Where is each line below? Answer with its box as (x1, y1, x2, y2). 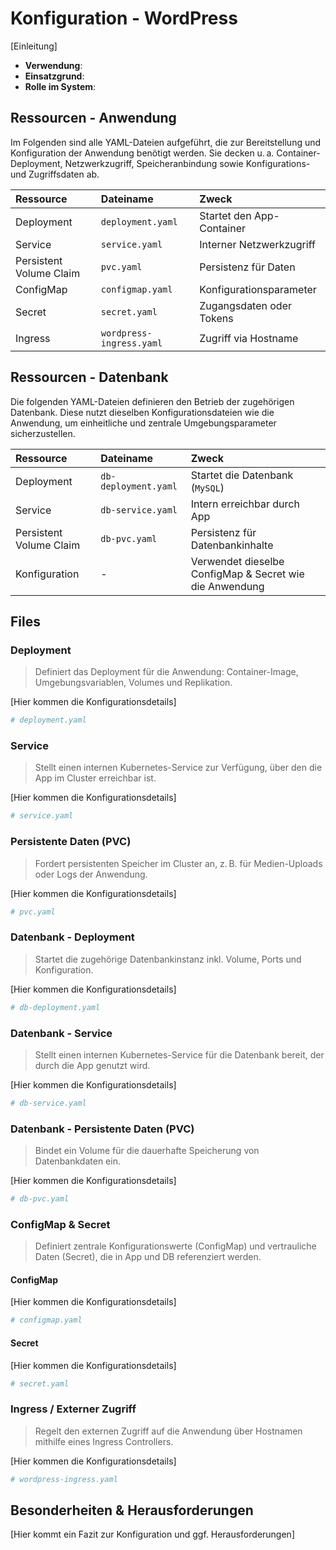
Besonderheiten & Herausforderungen (10, 1502, 254, 1519)
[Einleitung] (10, 40, 58, 52)
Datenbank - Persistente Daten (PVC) (10, 1122, 195, 1136)
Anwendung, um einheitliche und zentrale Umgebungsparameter (10, 417, 277, 429)
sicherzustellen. (10, 427, 76, 439)
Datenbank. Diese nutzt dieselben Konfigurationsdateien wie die (10, 406, 275, 418)
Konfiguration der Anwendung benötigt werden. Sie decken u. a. (10, 147, 275, 159)
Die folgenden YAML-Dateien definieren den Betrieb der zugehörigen (10, 395, 295, 407)
